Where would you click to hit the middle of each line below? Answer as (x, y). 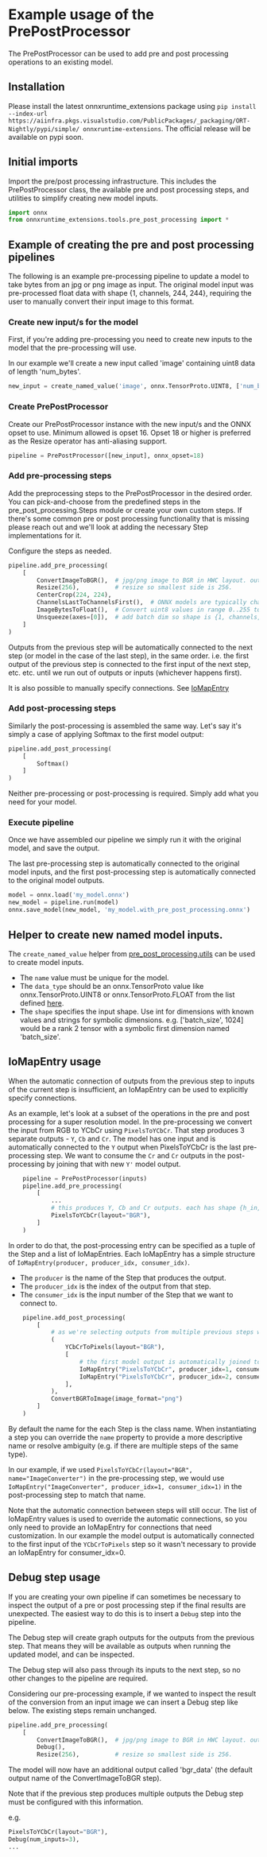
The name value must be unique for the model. (94, 977)
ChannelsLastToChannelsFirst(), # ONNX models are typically (142, 603)
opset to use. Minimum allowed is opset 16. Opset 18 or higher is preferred (130, 432)
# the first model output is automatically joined (164, 1362)
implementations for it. (45, 535)
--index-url (28, 114)
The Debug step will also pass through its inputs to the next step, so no (124, 1669)
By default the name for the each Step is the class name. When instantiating (132, 1429)
